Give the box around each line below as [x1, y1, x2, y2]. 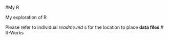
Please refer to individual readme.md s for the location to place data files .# [5, 24, 164, 30]
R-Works [5, 30, 24, 35]
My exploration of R [5, 14, 47, 20]
